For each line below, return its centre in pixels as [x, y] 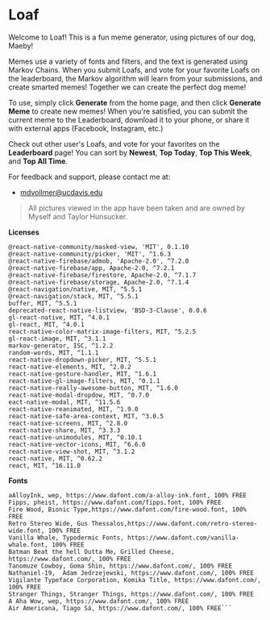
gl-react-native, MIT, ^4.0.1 [59, 317]
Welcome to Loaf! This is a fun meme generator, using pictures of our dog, [132, 37]
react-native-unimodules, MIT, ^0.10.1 [75, 437]
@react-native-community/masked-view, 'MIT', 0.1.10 [99, 247]
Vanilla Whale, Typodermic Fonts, [66, 538]
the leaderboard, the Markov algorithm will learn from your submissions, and [135, 78]
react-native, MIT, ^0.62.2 [56, 458]
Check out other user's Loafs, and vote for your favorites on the [114, 144]
